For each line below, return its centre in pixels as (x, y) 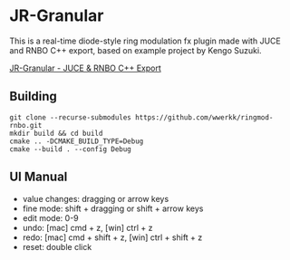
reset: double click (57, 246)
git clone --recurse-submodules (70, 117)
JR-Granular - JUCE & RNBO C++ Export (85, 68)
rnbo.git (26, 125)
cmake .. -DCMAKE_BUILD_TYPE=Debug (77, 141)
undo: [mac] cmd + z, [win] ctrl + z (87, 227)
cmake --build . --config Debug (70, 149)
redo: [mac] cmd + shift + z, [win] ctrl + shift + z (112, 237)
